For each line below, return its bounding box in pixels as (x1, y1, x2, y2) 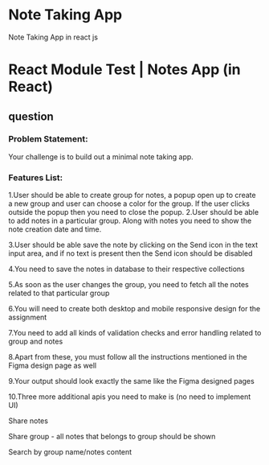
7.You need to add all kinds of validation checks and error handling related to (8, 328, 262, 338)
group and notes (8, 336, 63, 347)
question (8, 109, 54, 123)
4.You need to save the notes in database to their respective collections (8, 264, 245, 274)
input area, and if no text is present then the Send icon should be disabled (8, 249, 253, 258)
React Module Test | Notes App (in (8, 60, 241, 79)
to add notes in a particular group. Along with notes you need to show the (8, 216, 252, 226)
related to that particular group (8, 288, 110, 298)
